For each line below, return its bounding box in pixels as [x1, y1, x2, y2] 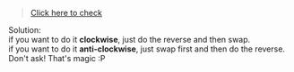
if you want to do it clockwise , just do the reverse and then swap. [8, 35, 251, 44]
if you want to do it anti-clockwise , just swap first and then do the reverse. [8, 44, 286, 54]
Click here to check [30, 8, 102, 18]
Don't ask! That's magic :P [8, 53, 106, 63]
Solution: [8, 25, 41, 35]
